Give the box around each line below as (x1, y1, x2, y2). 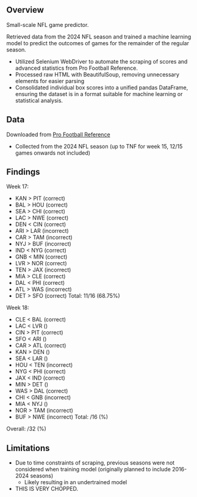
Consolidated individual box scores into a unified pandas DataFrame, (15, 84, 188, 91)
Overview (6, 5, 45, 15)
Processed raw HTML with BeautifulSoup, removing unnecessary (15, 70, 180, 78)
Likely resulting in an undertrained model (24, 479, 127, 486)
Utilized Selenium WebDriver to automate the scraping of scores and (15, 57, 188, 65)
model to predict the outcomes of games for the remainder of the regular (6, 39, 190, 46)
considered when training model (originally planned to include (15, 466, 171, 473)
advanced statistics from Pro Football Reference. (15, 64, 138, 72)
